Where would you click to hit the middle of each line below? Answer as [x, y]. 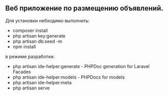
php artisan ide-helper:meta [42, 82]
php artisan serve [31, 88]
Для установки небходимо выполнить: [47, 20]
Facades [22, 72]
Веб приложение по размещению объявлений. [84, 8]
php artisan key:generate [39, 36]
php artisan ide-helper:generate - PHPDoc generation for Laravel [81, 66]
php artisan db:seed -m [38, 41]
